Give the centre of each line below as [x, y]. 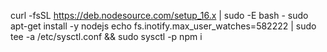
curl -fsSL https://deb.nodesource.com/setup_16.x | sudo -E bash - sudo [159, 15]
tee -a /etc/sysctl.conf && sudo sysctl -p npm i [106, 36]
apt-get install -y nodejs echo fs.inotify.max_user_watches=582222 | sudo [163, 26]
